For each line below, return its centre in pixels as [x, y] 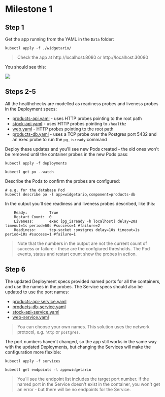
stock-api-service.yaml [36, 312]
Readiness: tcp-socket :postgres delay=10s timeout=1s [77, 230]
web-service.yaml [31, 317]
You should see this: [26, 67]
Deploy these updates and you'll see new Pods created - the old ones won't [82, 149]
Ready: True [36, 213]
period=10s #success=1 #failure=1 [41, 234]
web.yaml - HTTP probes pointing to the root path [63, 129]
